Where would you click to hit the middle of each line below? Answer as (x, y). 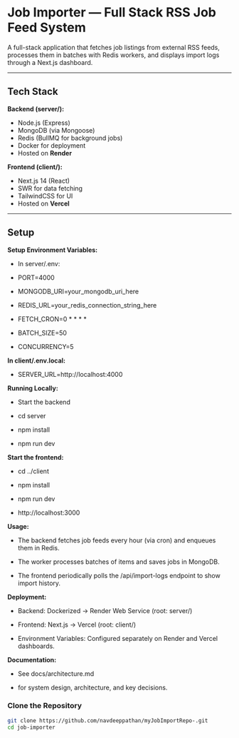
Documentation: (32, 659)
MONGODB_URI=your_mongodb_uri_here (78, 291)
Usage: (18, 526)
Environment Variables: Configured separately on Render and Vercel (118, 638)
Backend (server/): (36, 108)
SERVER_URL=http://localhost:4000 (70, 374)
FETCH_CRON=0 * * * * (52, 319)
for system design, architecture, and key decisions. (92, 687)
